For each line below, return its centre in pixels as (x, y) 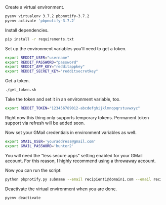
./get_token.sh (21, 90)
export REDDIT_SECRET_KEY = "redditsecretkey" (52, 71)
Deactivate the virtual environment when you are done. (61, 189)
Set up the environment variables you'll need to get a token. (66, 48)
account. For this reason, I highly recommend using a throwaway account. (81, 161)
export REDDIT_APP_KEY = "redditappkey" (45, 67)
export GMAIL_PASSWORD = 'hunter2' (40, 146)
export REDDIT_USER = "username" (37, 58)
